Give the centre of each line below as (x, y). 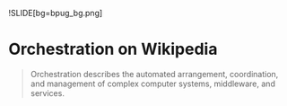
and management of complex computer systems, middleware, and (152, 84)
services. (47, 93)
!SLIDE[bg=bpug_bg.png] (56, 13)
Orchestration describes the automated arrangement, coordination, (154, 74)
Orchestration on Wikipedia (113, 49)
